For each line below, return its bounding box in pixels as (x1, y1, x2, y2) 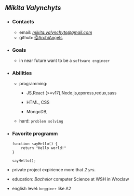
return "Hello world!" (21, 145, 67, 151)
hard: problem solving (19, 118, 64, 124)
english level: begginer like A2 (12, 185, 71, 191)
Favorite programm (12, 130, 58, 137)
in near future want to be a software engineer (19, 58, 110, 63)
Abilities (12, 70, 32, 76)
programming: (19, 81, 48, 87)
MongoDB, (26, 109, 48, 115)
